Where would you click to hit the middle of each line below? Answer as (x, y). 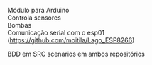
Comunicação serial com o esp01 (56, 32)
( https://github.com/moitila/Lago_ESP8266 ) (71, 40)
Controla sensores (34, 18)
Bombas (20, 25)
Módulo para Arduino (38, 10)
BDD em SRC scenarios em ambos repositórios (76, 54)
